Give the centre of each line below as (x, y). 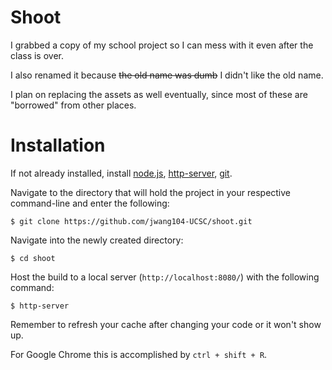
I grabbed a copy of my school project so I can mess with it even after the (162, 45)
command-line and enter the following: (90, 203)
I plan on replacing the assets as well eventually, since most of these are (159, 94)
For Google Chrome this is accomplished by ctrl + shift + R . (139, 354)
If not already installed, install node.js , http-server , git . (121, 173)
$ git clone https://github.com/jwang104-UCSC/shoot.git (131, 221)
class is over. (37, 55)
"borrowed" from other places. (73, 105)
